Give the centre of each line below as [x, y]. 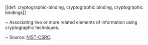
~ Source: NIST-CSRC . [28, 37]
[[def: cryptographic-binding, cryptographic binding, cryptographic [74, 7]
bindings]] [16, 12]
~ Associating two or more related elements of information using [71, 22]
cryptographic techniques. [32, 27]
